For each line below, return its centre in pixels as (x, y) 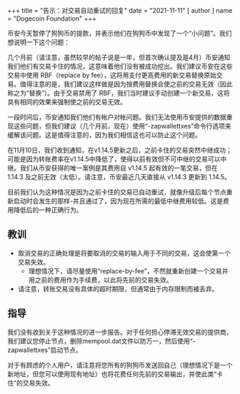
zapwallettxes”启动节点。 (45, 350)
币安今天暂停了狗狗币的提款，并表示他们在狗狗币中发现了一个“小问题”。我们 (120, 33)
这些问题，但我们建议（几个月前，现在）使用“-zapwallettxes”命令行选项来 (122, 126)
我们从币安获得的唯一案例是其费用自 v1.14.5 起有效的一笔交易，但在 (119, 168)
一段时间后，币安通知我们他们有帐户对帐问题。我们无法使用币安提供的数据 (117, 117)
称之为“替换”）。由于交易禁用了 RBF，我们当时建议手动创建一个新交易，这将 (119, 93)
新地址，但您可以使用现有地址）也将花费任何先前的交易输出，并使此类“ (112, 374)
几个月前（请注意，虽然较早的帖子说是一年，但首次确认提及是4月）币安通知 (119, 57)
